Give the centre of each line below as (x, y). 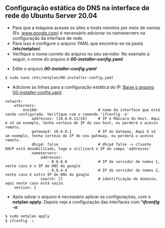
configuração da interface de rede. (48, 38)
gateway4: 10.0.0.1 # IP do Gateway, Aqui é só (93, 131)
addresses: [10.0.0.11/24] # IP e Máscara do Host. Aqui (96, 118)
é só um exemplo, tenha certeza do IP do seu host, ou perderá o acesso (82, 123)
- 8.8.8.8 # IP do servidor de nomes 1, (104, 162)
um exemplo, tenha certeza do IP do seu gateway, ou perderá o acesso (79, 136)
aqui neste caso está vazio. (35, 183)
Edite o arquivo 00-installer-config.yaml (54, 68)
